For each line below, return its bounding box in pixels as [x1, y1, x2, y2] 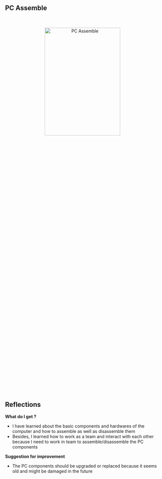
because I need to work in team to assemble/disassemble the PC [12, 439, 144, 445]
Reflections [5, 400, 41, 409]
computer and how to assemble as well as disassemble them [12, 428, 135, 434]
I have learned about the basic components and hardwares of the [12, 423, 145, 429]
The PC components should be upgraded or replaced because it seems [12, 463, 157, 469]
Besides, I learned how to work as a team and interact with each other [12, 433, 154, 439]
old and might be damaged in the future [12, 468, 93, 474]
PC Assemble [5, 4, 48, 12]
